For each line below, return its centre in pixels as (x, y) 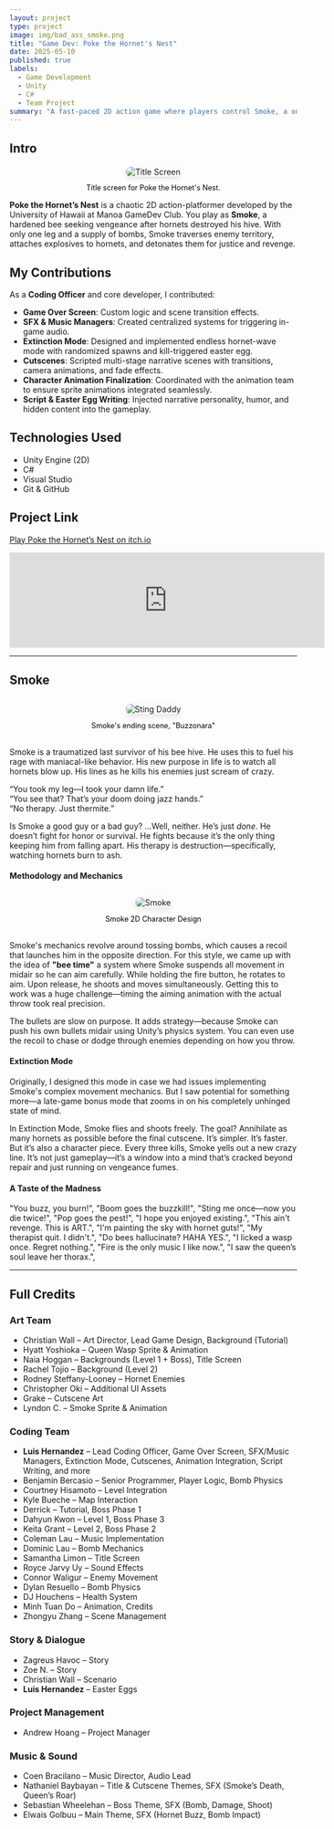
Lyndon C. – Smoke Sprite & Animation (95, 1407)
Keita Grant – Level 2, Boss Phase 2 (89, 1529)
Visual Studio (47, 479)
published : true (40, 60)
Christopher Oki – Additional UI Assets (94, 1388)
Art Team (31, 1320)
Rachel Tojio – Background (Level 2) (90, 1369)
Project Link (44, 518)
